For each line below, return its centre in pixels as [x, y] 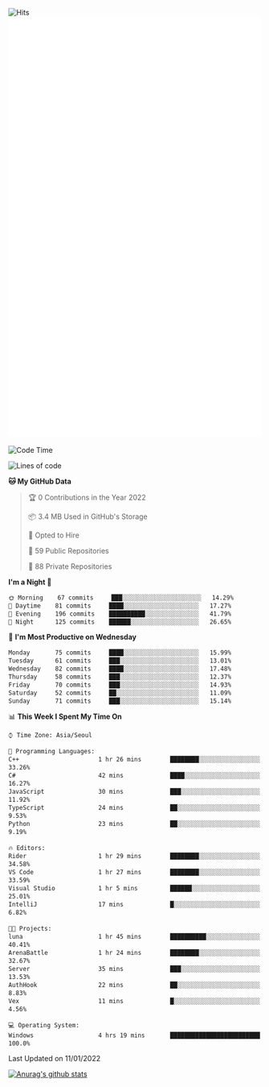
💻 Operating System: [44, 1026]
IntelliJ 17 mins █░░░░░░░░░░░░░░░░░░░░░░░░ [134, 905]
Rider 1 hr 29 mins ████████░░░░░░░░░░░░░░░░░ [134, 857]
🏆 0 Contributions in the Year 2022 [87, 498]
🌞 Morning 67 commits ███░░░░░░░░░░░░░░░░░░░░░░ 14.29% [121, 598]
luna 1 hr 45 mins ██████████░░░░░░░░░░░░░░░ [134, 937]
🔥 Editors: [27, 848]
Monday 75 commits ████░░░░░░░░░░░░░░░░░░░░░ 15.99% [120, 653]
